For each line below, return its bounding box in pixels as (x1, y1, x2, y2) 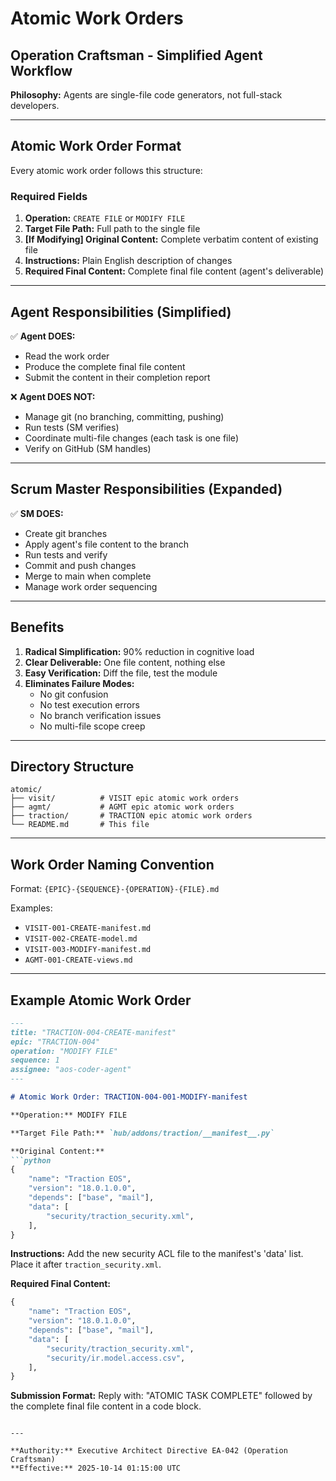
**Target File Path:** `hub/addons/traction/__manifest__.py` (10, 1128, 275, 1138)
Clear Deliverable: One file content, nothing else (24, 656, 226, 668)
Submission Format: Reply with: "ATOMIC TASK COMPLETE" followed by (10, 1390, 313, 1402)
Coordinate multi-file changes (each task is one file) (24, 432, 239, 444)
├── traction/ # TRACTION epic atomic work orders (10, 811, 253, 821)
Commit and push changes (24, 559, 137, 571)
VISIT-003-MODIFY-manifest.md (24, 945, 152, 955)
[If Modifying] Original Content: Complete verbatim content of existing (24, 233, 319, 246)
